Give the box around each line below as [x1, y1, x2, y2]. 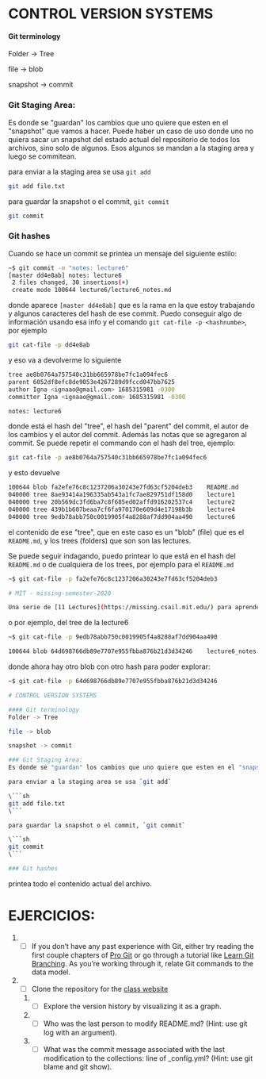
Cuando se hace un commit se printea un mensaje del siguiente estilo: [8, 248, 237, 258]
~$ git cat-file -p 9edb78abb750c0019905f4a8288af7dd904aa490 [8, 633, 218, 641]
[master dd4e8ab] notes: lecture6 [8, 271, 123, 279]
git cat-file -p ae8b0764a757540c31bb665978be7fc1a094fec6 [8, 454, 207, 462]
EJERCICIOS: [8, 907, 96, 925]
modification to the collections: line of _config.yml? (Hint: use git [43, 1054, 253, 1063]
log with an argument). [43, 1028, 117, 1038]
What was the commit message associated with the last [43, 1045, 226, 1054]
